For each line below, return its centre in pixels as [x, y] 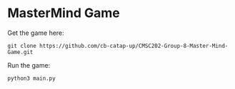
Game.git [20, 52]
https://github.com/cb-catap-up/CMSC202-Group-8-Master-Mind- [134, 46]
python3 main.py [31, 78]
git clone [22, 46]
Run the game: [29, 65]
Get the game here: [36, 33]
